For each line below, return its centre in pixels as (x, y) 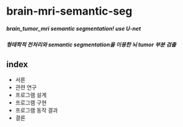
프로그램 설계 (31, 95)
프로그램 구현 (31, 103)
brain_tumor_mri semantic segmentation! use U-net (74, 28)
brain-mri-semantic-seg (69, 11)
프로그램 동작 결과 (36, 110)
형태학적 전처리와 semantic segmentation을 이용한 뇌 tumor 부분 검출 (91, 45)
